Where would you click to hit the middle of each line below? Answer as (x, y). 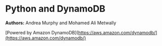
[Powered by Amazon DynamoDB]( (42, 32)
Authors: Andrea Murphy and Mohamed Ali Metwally (61, 23)
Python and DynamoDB (55, 9)
